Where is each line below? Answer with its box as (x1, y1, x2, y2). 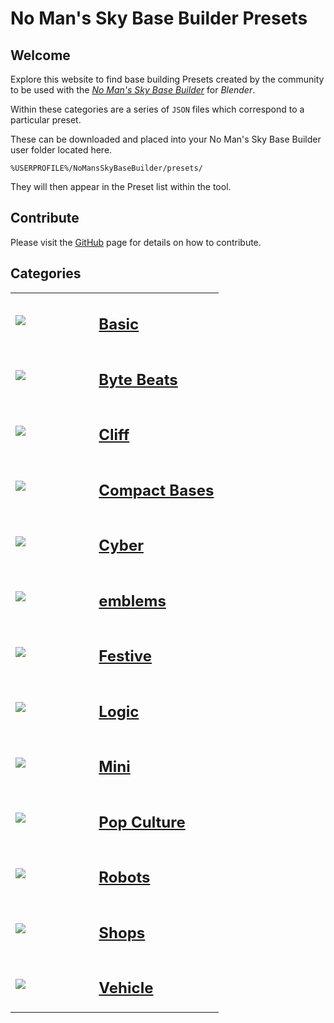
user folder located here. (10, 144, 113, 156)
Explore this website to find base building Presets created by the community (10, 73, 325, 85)
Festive (98, 647, 153, 666)
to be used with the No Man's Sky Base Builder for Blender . (10, 84, 256, 96)
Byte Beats (98, 370, 178, 389)
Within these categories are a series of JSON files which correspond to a (10, 103, 305, 115)
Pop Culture (98, 812, 186, 832)
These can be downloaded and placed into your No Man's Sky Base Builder (10, 133, 322, 145)
